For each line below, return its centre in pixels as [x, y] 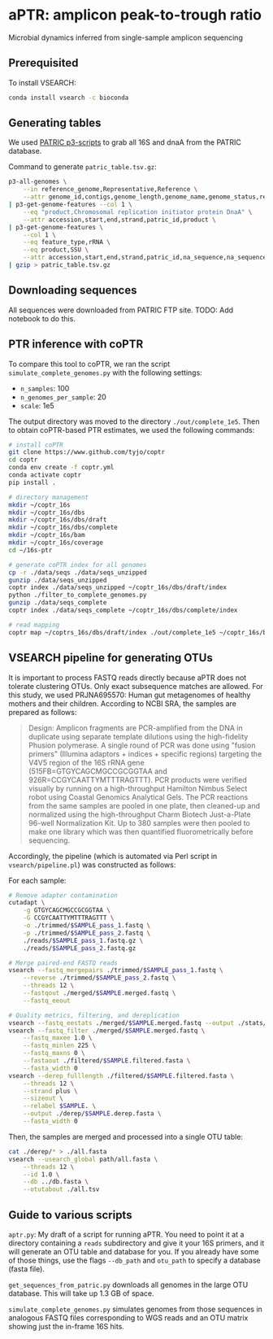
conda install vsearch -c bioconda [69, 98]
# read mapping [34, 625]
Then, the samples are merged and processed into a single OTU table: [126, 1136]
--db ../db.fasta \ [56, 1182]
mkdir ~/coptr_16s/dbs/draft [58, 520]
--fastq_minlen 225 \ [59, 1046]
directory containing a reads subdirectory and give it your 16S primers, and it [136, 1243]
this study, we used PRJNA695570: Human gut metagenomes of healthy [130, 695]
